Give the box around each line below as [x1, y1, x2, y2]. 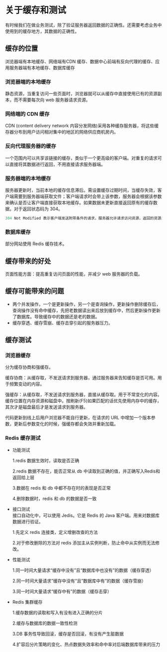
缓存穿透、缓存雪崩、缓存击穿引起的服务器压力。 [12, 320, 113, 326]
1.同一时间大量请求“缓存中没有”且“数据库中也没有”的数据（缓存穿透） [12, 567, 154, 573]
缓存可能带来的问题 [5, 287, 64, 296]
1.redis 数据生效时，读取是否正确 [12, 457, 80, 464]
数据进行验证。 [12, 518, 43, 524]
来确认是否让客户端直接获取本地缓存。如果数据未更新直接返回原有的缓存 [5, 199, 153, 205]
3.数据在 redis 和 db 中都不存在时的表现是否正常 [12, 485, 111, 491]
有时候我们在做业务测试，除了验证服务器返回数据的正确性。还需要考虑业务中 [5, 22, 162, 28]
